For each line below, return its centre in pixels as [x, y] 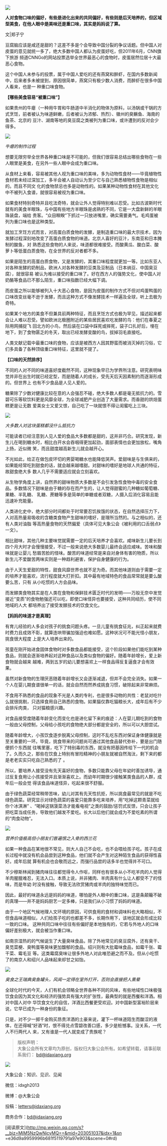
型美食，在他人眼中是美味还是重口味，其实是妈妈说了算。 [64, 24]
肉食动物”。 [24, 818]
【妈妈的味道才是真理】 [29, 616]
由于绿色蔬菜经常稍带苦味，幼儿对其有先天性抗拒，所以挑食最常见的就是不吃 [83, 794]
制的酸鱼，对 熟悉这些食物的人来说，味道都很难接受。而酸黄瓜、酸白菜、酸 [82, 244]
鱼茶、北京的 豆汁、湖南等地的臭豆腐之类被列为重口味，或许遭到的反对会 [80, 120]
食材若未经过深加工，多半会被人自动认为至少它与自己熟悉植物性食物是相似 [81, 180]
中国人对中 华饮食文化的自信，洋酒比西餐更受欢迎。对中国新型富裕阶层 [82, 1003]
